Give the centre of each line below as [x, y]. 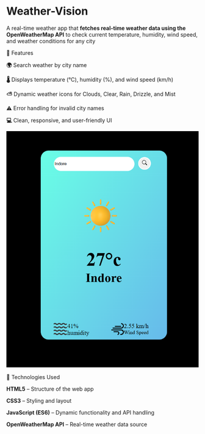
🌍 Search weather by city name [47, 65]
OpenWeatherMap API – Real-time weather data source [77, 424]
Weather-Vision [47, 11]
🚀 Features [20, 52]
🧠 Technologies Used [33, 377]
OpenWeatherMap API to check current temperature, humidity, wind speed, [102, 34]
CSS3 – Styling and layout [39, 401]
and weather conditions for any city [51, 41]
